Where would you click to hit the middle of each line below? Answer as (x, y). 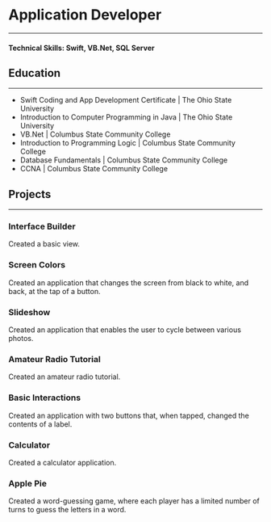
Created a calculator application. (63, 462)
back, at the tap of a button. (54, 291)
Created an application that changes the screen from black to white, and (129, 282)
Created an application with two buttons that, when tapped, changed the (129, 415)
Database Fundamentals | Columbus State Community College (124, 160)
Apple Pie (27, 483)
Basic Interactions (45, 398)
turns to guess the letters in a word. (67, 510)
